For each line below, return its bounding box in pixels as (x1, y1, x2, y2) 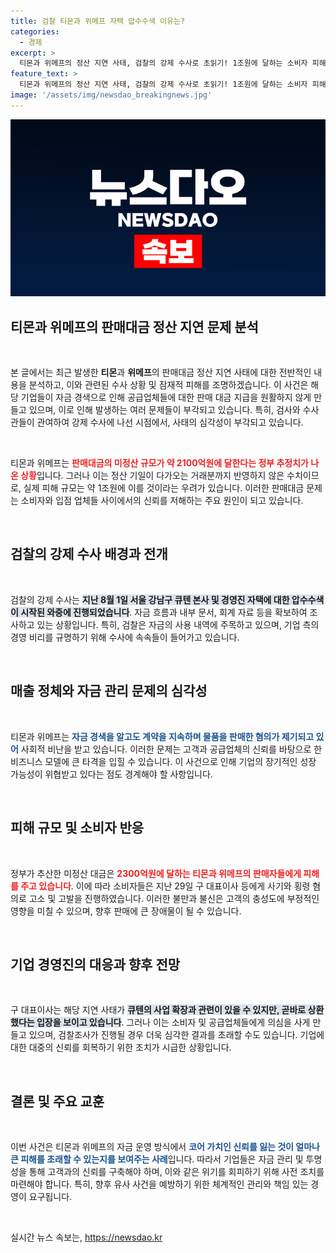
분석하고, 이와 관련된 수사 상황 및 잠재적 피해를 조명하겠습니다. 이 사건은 (28, 379, 309, 391)
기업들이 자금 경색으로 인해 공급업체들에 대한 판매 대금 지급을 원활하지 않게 (20, 391, 312, 404)
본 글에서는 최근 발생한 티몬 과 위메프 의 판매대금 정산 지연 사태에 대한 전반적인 (10, 366, 312, 379)
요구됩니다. (28, 1191, 73, 1203)
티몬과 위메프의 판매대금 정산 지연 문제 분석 (10, 318, 259, 335)
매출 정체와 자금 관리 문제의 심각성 (10, 683, 208, 700)
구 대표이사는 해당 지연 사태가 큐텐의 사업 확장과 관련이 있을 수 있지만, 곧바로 (10, 1004, 307, 1016)
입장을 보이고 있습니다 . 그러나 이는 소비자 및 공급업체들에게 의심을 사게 (36, 1016, 311, 1029)
